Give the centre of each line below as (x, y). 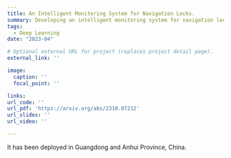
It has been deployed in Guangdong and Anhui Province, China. (97, 147)
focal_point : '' (36, 83)
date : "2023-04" (30, 39)
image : (16, 70)
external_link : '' (33, 58)
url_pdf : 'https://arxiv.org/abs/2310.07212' (73, 109)
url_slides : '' (29, 115)
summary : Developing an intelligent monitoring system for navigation (110, 20)
